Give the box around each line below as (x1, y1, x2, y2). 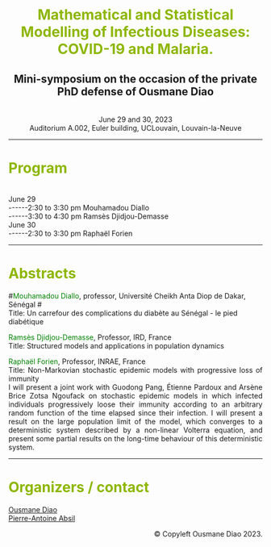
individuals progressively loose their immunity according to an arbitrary (8, 399, 263, 409)
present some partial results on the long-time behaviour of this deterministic (8, 433, 263, 443)
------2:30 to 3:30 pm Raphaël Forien (8, 228, 133, 238)
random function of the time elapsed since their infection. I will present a (8, 407, 263, 417)
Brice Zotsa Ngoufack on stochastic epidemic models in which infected (8, 390, 263, 400)
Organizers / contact (8, 478, 150, 497)
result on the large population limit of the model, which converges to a (8, 416, 263, 426)
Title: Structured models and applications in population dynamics (8, 340, 224, 350)
